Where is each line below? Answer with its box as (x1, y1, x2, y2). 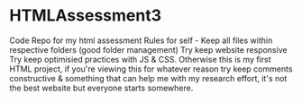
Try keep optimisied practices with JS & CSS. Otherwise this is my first (9, 54, 272, 64)
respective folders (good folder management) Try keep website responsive (9, 44, 288, 55)
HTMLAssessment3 (9, 5, 162, 26)
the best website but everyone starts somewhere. (9, 82, 194, 93)
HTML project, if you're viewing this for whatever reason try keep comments (9, 64, 293, 74)
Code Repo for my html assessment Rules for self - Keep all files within (9, 35, 273, 46)
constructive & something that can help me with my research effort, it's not (9, 72, 288, 83)
